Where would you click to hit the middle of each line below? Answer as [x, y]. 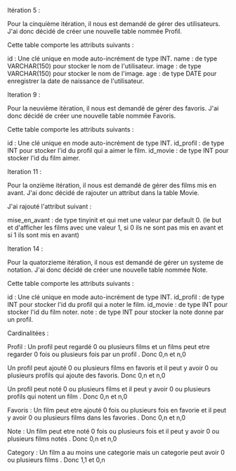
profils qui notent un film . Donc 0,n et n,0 [67, 396]
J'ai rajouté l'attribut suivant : [50, 206]
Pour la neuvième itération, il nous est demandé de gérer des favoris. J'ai [113, 108]
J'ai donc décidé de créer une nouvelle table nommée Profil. [95, 31]
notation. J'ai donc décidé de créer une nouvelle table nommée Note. [108, 270]
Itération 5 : [24, 10]
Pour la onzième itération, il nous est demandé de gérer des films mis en [112, 185]
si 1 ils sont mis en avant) [43, 235]
